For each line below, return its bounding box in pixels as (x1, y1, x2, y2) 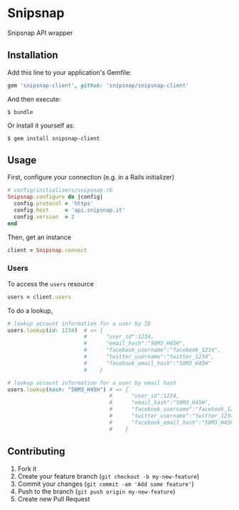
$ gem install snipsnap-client (7, 135, 100, 142)
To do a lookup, (7, 306, 53, 315)
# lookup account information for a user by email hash (7, 379, 176, 386)
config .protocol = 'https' (14, 200, 94, 207)
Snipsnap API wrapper (7, 28, 73, 37)
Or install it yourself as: (7, 121, 75, 130)
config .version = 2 (14, 213, 75, 220)
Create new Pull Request (17, 494, 90, 503)
